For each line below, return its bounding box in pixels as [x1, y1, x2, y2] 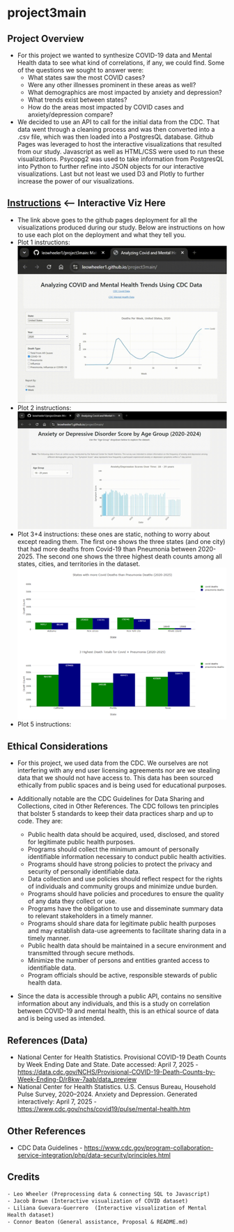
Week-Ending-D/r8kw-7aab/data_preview [17, 1075, 137, 1083]
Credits [7, 1171, 40, 1183]
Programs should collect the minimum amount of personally [27, 845, 200, 853]
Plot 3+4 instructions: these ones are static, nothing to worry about [17, 530, 210, 538]
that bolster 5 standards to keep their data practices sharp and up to [17, 809, 214, 818]
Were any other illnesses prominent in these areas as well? [27, 81, 196, 89]
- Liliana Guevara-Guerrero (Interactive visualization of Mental [7, 1204, 208, 1211]
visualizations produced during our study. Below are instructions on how [17, 223, 225, 231]
